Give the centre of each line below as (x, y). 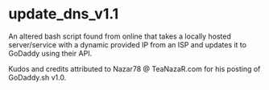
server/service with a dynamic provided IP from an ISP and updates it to (128, 44)
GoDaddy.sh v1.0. (37, 77)
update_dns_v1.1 (64, 14)
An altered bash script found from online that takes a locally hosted (120, 36)
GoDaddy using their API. (50, 53)
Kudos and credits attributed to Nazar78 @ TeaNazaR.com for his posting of (134, 68)
